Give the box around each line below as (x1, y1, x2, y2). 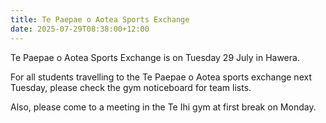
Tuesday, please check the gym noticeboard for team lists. (10, 81, 252, 93)
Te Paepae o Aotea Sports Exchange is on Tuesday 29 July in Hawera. (10, 51, 300, 63)
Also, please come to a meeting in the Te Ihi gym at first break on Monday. (10, 101, 317, 113)
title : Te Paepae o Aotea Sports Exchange (10, 14, 190, 25)
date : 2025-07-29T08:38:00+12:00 (10, 24, 150, 34)
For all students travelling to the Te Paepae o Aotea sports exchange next (10, 71, 312, 83)
